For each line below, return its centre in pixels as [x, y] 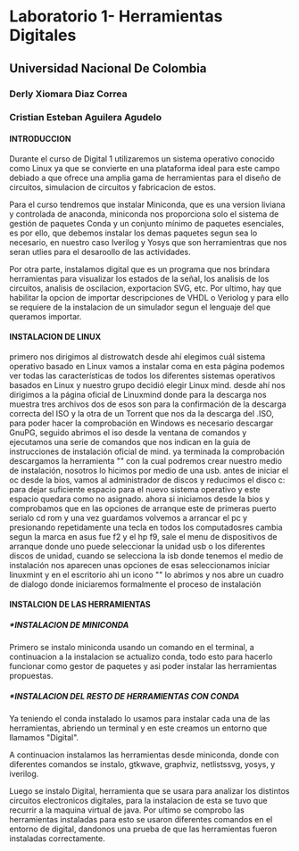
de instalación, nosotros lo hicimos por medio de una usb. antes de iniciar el [149, 470]
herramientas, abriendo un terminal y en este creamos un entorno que [138, 728]
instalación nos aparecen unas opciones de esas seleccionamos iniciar [140, 565]
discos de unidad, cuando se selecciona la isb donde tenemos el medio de [146, 556]
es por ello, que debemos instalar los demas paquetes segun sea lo [133, 233]
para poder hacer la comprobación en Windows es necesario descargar [141, 423]
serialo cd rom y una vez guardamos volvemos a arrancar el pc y [129, 517]
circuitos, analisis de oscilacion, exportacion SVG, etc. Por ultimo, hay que [145, 288]
